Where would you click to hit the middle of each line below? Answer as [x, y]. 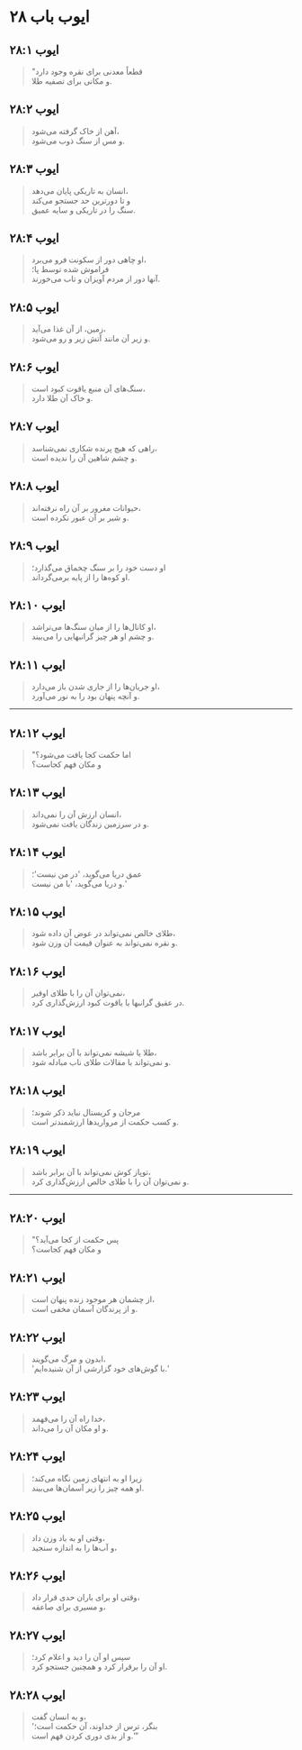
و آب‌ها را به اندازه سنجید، [74, 1547]
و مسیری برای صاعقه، [68, 1607]
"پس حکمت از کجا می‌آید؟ [75, 1240]
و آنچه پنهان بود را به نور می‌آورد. [85, 697]
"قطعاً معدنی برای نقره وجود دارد [87, 71]
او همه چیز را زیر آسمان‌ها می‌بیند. [88, 1488]
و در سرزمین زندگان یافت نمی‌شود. [90, 824]
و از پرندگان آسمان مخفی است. [84, 1309]
